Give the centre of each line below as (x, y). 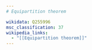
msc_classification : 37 (35, 27)
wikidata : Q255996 (28, 22)
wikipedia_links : (27, 33)
